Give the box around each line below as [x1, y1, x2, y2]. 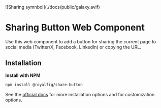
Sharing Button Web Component [5, 22, 145, 34]
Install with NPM [5, 72, 41, 78]
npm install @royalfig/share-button [5, 82, 83, 87]
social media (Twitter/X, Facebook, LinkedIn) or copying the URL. [5, 44, 141, 50]
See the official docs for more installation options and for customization [5, 91, 155, 97]
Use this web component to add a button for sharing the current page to [5, 38, 156, 44]
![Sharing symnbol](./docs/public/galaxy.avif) [5, 4, 100, 10]
